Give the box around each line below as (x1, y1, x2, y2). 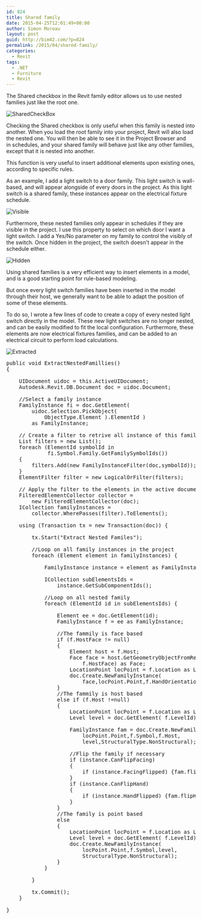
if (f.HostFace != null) (57, 637, 130, 643)
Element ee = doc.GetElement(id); (57, 612, 159, 619)
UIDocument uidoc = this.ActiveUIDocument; (19, 378, 149, 385)
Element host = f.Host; (69, 649, 140, 655)
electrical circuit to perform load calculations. (6, 337, 119, 344)
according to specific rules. (6, 166, 74, 173)
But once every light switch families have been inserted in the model (6, 287, 176, 294)
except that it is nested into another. (6, 148, 95, 155)
